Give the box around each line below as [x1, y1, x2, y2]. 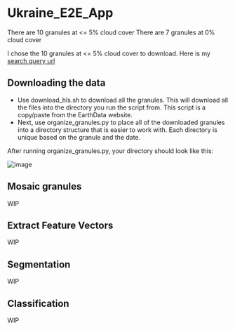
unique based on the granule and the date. [17, 133, 141, 141]
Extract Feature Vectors [7, 219, 114, 231]
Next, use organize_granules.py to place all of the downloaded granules [17, 118, 225, 126]
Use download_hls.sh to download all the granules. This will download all [17, 95, 229, 104]
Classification [7, 297, 69, 310]
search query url [7, 56, 55, 65]
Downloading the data [7, 77, 106, 89]
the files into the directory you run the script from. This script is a [17, 103, 206, 112]
